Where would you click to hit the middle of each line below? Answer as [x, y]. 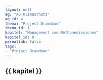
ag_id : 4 [14, 19]
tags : [11, 46]
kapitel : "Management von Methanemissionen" [52, 33]
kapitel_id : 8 [20, 38]
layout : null [19, 10]
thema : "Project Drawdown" [33, 23]
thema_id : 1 [17, 28]
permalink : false [23, 42]
